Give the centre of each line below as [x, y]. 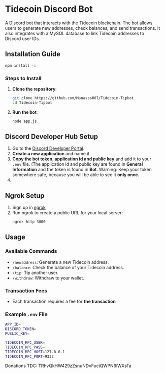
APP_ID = [13, 325]
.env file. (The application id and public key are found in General [78, 164]
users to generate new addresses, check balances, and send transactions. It [82, 28]
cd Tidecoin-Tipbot [32, 102]
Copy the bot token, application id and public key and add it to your [82, 159]
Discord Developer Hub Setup [52, 136]
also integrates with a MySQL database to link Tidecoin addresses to [75, 33]
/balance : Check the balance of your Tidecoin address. [68, 267]
